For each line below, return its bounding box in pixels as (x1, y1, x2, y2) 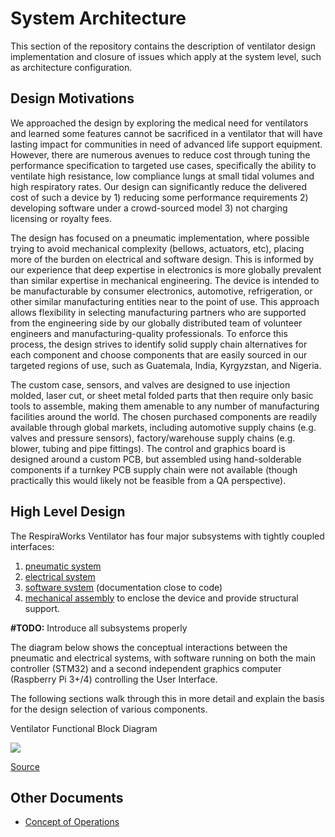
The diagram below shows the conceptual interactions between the (10, 641, 288, 653)
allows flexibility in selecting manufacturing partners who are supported (10, 306, 307, 318)
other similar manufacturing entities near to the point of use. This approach (10, 295, 320, 307)
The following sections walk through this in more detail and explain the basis (10, 692, 325, 704)
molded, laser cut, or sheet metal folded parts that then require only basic (10, 389, 314, 401)
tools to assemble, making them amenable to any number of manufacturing (10, 400, 320, 412)
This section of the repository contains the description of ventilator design (10, 40, 317, 52)
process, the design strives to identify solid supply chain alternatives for (10, 338, 308, 350)
